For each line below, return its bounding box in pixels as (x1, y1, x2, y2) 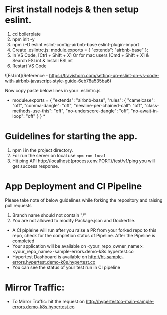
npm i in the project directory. (12, 147, 73, 153)
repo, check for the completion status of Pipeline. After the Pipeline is (12, 232, 156, 238)
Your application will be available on (12, 243, 86, 249)
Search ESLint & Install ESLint (12, 57, 73, 63)
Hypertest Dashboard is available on (12, 254, 87, 260)
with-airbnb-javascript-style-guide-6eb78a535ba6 (5, 78, 110, 84)
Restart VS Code (12, 63, 47, 69)
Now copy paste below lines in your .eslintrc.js (5, 87, 101, 93)
